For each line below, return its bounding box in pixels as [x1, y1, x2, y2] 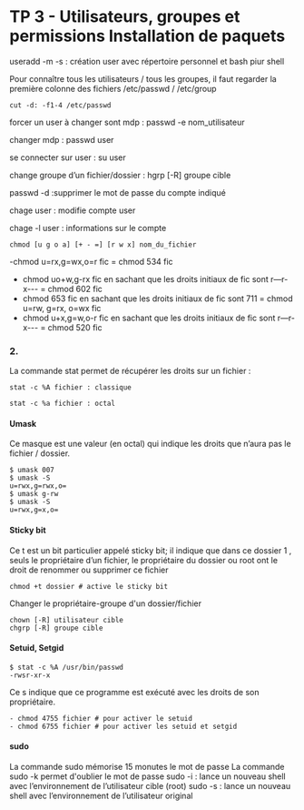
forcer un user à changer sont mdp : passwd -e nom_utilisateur [9, 116, 245, 127]
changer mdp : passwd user [9, 134, 114, 145]
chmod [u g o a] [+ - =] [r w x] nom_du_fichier [9, 239, 197, 249]
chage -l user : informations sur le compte [9, 222, 167, 233]
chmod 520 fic [47, 321, 103, 333]
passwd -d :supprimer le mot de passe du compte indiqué [9, 187, 227, 197]
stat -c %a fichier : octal [9, 399, 116, 409]
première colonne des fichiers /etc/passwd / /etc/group [9, 83, 217, 94]
